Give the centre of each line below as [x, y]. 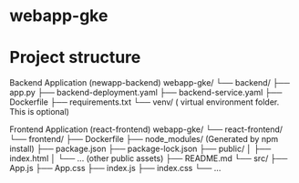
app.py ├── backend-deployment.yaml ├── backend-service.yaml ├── [146, 93]
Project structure [75, 58]
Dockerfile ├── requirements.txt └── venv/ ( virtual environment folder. [144, 102]
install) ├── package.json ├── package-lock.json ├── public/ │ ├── [140, 149]
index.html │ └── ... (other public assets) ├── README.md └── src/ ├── [149, 158]
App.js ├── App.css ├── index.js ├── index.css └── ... [115, 168]
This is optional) [40, 112]
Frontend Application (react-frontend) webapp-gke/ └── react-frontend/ [146, 129]
